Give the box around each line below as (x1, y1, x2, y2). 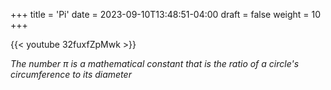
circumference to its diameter (10, 69, 132, 80)
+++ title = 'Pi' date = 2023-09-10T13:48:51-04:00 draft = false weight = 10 (10, 9, 322, 20)
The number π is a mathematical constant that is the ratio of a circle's (10, 58, 300, 69)
